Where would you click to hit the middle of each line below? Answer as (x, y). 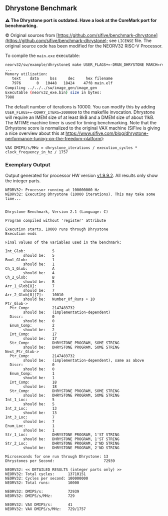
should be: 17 (40, 339)
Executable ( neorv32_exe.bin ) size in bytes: (53, 93)
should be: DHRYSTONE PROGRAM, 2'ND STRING (71, 448)
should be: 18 (40, 387)
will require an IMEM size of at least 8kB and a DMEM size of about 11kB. (80, 117)
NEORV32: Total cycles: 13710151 (45, 474)
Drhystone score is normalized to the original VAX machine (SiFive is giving (83, 128)
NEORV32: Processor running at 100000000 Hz (52, 190)
